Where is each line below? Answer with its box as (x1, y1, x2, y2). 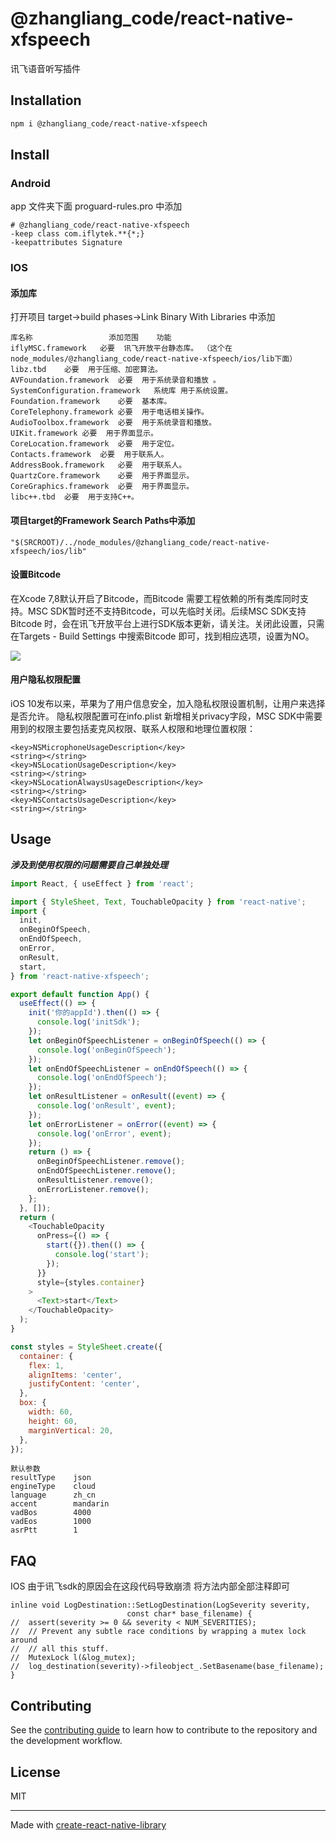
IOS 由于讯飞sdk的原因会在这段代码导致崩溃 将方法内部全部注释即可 (10, 1580, 290, 1592)
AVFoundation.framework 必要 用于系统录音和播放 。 (10, 375, 221, 386)
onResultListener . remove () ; (36, 1175, 155, 1186)
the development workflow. (10, 1735, 123, 1747)
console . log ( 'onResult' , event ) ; (36, 1101, 177, 1111)
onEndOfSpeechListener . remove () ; (36, 1166, 177, 1176)
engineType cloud (10, 1482, 97, 1492)
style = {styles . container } (36, 1277, 145, 1287)
